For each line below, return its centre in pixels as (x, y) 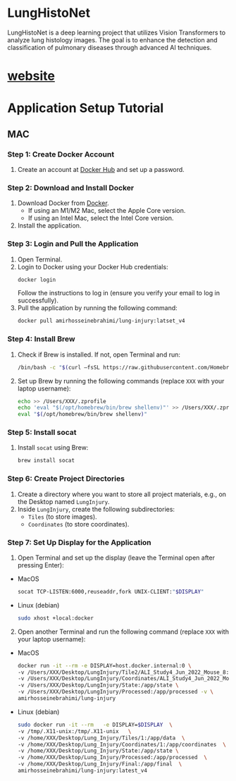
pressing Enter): (41, 565)
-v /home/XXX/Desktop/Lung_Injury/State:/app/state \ (98, 751)
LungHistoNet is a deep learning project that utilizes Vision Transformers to (117, 32)
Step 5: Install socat (42, 433)
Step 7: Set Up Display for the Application (79, 542)
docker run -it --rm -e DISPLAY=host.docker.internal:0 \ (104, 665)
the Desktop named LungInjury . (64, 501)
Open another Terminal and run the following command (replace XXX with (123, 632)
